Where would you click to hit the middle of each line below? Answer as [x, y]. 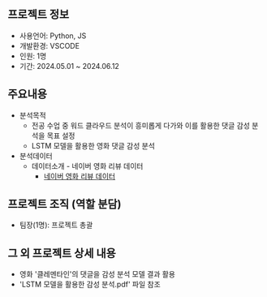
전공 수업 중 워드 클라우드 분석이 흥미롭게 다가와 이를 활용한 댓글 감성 [141, 125]
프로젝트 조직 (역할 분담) [65, 204]
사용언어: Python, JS [53, 36]
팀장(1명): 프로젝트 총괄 [56, 225]
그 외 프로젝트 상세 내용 [62, 253]
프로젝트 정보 [39, 15]
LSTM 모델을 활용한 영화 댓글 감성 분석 [93, 145]
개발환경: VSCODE [50, 45]
